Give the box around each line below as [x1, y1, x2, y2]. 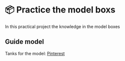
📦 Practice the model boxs [5, 4, 116, 15]
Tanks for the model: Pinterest [5, 50, 65, 56]
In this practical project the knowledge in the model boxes [5, 23, 120, 30]
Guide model [5, 38, 44, 46]
